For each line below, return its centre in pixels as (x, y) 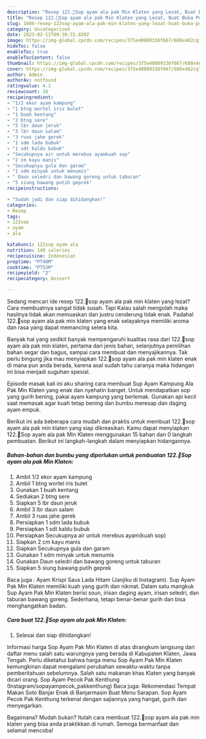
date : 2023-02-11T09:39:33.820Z (48, 35)
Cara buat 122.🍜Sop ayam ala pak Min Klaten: (67, 620)
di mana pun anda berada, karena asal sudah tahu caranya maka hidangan (101, 365)
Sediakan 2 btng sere (42, 496)
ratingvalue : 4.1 (29, 86)
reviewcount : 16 (28, 92)
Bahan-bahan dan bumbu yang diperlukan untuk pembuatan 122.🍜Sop (99, 455)
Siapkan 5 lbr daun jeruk (46, 503)
